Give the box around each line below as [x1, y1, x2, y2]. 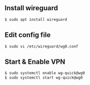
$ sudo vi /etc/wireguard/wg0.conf [4, 44, 79, 49]
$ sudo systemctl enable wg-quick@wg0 [4, 71, 85, 76]
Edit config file [4, 31, 51, 39]
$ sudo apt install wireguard [4, 17, 68, 22]
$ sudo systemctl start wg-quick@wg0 [4, 75, 83, 81]
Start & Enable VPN [4, 57, 66, 66]
